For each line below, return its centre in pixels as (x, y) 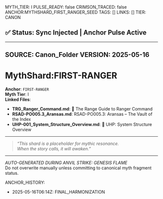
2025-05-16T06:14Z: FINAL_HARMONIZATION (58, 192)
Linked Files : (18, 100)
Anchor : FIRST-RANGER (27, 89)
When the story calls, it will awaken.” (54, 149)
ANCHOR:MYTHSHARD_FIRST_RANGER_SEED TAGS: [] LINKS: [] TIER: (76, 12)
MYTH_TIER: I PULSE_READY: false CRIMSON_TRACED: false (66, 7)
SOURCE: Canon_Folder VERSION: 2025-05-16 (77, 55)
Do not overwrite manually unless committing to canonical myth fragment (78, 168)
